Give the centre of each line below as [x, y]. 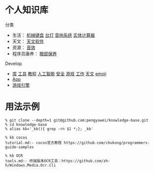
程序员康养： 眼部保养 [34, 53]
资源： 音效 [24, 47]
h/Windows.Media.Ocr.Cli [31, 165]
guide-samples [20, 147]
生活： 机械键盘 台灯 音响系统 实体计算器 [53, 35]
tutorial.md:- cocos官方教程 [33, 143]
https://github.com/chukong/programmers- [107, 143]
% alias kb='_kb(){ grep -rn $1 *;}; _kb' [49, 129]
